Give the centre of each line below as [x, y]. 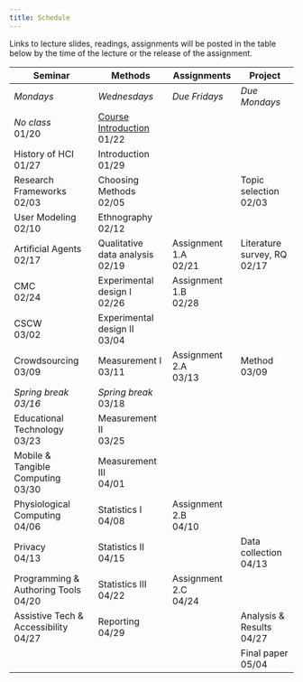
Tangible [32, 466]
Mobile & [32, 455]
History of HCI [44, 154]
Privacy [30, 547]
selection [260, 191]
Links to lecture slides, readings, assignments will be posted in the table [143, 43]
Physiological [42, 504]
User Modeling [45, 217]
